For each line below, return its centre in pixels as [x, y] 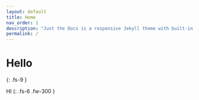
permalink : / [22, 34]
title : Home [21, 17]
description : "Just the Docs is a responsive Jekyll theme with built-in [100, 28]
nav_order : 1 [22, 23]
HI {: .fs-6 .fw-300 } [31, 91]
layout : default [26, 12]
